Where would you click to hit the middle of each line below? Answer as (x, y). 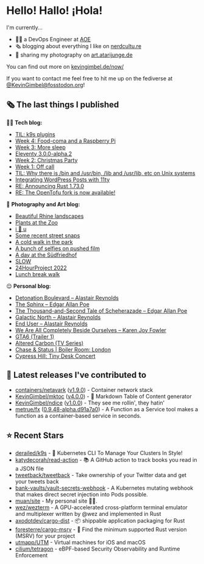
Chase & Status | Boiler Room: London (63, 349)
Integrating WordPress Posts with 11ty (62, 179)
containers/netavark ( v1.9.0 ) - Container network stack (84, 389)
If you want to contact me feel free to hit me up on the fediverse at (90, 78)
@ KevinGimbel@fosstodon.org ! (46, 85)
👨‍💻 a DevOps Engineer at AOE (53, 39)
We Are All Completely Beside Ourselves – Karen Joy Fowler (90, 330)
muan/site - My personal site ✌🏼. (56, 501)
